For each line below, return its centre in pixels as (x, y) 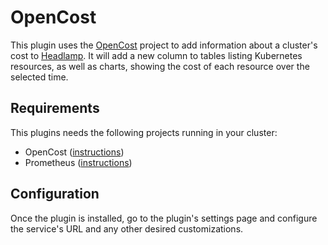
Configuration (55, 194)
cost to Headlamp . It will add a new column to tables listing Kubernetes (156, 55)
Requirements (55, 108)
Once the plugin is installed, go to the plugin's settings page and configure (164, 218)
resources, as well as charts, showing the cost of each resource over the (160, 66)
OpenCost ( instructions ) (74, 152)
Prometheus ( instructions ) (78, 162)
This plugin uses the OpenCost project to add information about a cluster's (164, 45)
